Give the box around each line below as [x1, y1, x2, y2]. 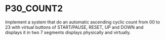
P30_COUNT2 [5, 3, 63, 14]
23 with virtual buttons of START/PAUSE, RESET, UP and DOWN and [5, 24, 144, 30]
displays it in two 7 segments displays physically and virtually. [5, 29, 131, 35]
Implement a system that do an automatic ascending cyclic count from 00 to [5, 19, 161, 25]
